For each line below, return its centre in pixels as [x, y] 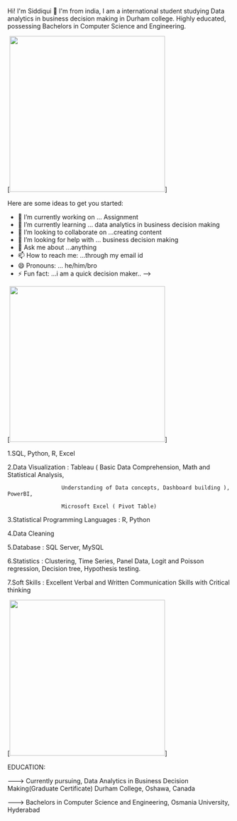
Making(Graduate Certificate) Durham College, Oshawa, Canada [101, 788]
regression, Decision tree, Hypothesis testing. [74, 569]
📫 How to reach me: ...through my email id [80, 255]
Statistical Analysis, [36, 475]
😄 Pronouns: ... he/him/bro [57, 266]
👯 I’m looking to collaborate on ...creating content [89, 232]
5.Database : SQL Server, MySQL [56, 547]
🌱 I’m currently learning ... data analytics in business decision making [118, 225]
